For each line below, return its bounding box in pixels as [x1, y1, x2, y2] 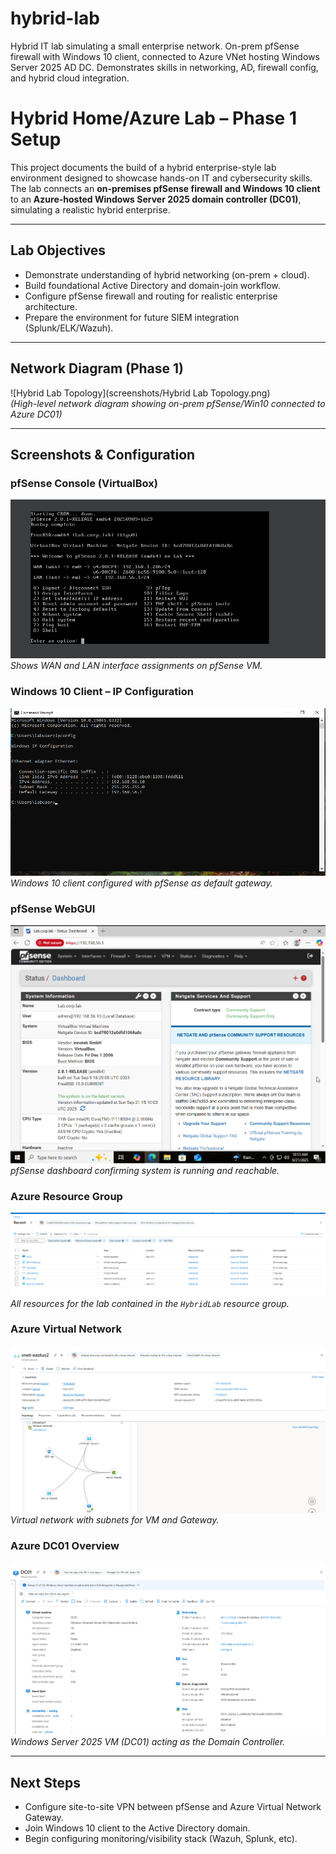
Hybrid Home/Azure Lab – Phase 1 [10, 107, 297, 130]
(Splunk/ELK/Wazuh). [24, 322, 114, 334]
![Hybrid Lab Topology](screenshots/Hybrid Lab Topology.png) [10, 387, 271, 399]
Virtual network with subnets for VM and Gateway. [10, 1514, 220, 1526]
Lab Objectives [10, 242, 107, 259]
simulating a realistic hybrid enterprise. [10, 203, 171, 216]
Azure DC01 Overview [10, 1539, 120, 1553]
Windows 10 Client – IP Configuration [10, 685, 194, 699]
